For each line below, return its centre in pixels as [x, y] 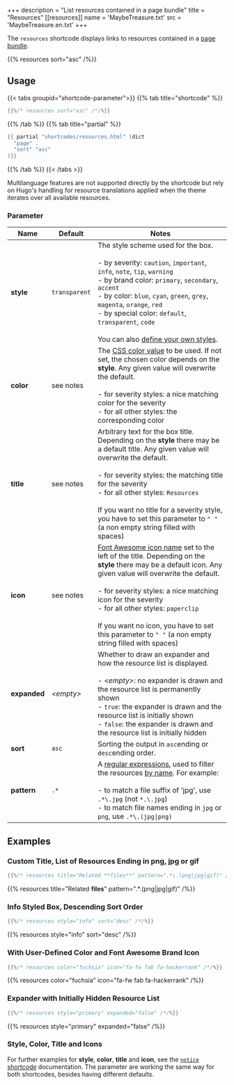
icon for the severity [130, 600]
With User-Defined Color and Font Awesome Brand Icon [103, 953]
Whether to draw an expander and [154, 655]
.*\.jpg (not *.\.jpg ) [132, 799]
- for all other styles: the [137, 412]
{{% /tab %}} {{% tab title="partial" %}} [64, 124]
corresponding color [131, 421]
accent [108, 288]
